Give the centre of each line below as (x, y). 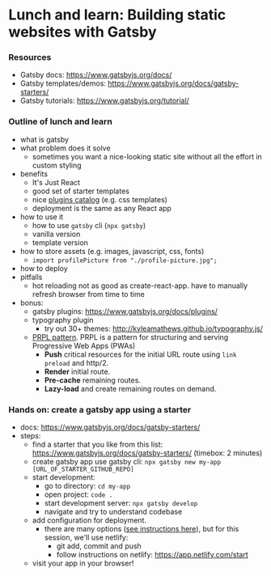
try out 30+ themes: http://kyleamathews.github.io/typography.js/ (153, 328)
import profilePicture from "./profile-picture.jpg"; (125, 260)
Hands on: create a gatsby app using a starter (100, 409)
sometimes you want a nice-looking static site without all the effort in (147, 156)
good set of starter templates (80, 191)
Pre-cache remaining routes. (93, 380)
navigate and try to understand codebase (113, 512)
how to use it (42, 217)
